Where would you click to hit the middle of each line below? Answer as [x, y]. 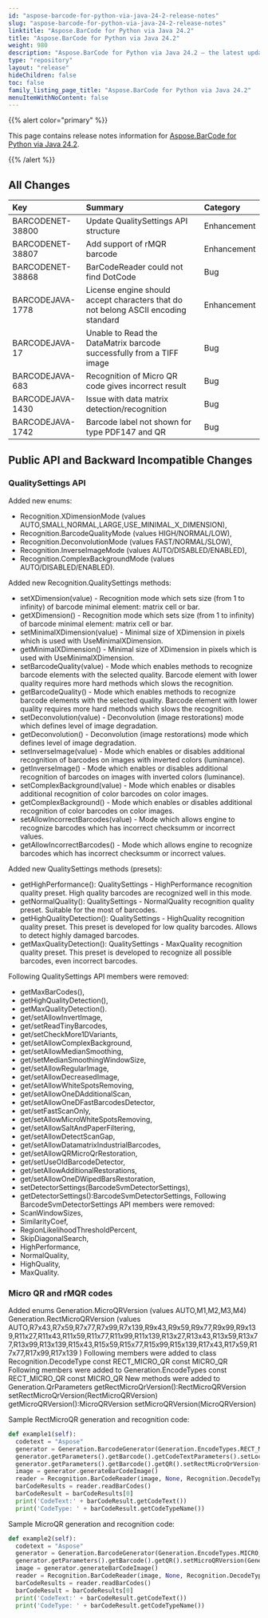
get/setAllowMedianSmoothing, [71, 1051]
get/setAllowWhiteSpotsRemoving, [77, 1085]
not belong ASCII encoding [136, 310]
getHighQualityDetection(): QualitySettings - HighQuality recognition [132, 918]
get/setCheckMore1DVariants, [69, 1034]
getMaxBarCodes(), [52, 991]
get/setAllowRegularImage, [64, 1068]
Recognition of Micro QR [132, 376]
